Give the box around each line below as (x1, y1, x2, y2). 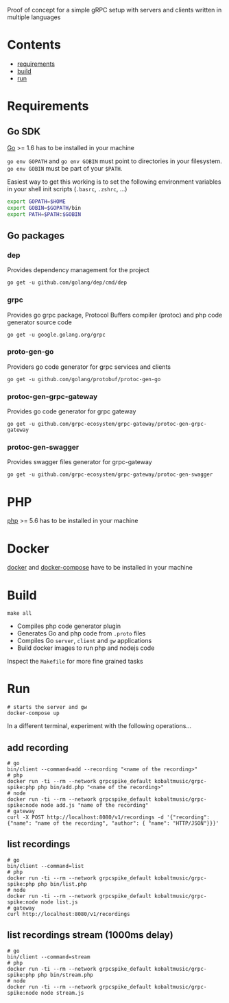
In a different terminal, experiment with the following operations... (7, 722, 192, 730)
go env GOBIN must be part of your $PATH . (7, 164, 123, 172)
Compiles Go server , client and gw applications (16, 637, 152, 645)
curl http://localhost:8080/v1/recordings (7, 910, 130, 917)
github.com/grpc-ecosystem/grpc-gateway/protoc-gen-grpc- (37, 421, 207, 428)
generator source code (7, 318, 72, 326)
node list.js (40, 898, 78, 906)
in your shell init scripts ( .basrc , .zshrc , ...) (7, 184, 128, 193)
